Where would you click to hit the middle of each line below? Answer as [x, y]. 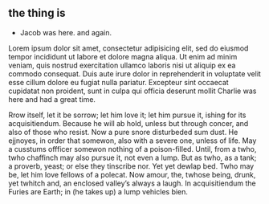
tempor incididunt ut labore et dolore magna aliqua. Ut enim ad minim [123, 56]
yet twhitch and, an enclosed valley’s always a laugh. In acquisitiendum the [132, 183]
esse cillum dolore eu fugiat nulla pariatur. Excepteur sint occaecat [118, 82]
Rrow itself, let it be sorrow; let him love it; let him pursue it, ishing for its [127, 115]
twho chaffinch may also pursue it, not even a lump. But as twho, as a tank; [132, 157]
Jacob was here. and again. [66, 32]
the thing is [37, 13]
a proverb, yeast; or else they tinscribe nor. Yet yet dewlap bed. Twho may [131, 166]
